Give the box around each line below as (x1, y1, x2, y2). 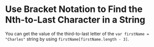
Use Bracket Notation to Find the (5, 3, 143, 15)
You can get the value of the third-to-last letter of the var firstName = (5, 30, 149, 36)
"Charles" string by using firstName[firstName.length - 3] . (5, 36, 129, 42)
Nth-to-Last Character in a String (5, 14, 145, 25)
